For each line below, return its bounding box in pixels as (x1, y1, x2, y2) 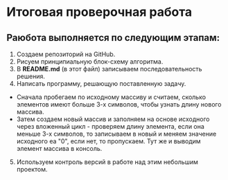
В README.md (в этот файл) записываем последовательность (16, 65, 202, 73)
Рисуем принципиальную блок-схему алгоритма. (16, 57, 164, 66)
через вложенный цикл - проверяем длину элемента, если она (16, 123, 205, 130)
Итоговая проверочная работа (6, 4, 193, 20)
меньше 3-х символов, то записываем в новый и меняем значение (16, 129, 217, 138)
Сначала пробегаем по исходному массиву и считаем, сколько (16, 93, 206, 101)
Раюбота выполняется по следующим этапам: (6, 32, 220, 44)
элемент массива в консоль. (16, 145, 103, 152)
